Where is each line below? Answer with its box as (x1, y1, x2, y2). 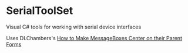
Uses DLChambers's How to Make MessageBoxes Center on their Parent (6, 34, 182, 41)
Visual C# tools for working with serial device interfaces (6, 23, 142, 30)
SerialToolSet (6, 4, 73, 17)
